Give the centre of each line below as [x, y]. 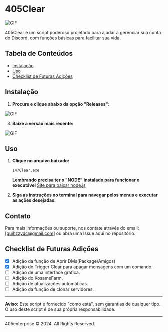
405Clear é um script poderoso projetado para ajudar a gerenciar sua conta [83, 32]
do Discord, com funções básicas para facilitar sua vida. [63, 38]
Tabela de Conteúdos [39, 53]
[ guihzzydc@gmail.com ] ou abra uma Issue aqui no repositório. [70, 233]
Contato [18, 216]
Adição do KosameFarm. [38, 278]
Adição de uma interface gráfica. [46, 272]
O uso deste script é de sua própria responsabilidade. [60, 309]
